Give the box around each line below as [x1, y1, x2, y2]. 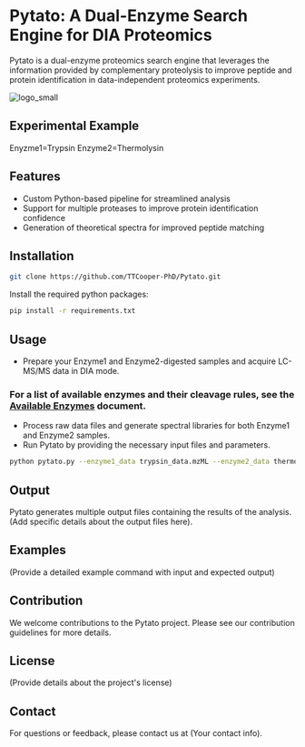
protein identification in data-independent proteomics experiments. [9, 74, 261, 85]
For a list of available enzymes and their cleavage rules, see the [9, 388, 295, 400]
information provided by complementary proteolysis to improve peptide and [9, 65, 292, 76]
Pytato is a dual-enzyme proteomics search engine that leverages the [9, 55, 270, 66]
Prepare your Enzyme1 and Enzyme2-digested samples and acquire [22, 356, 277, 367]
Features [9, 169, 61, 185]
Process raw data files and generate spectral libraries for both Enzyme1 [22, 420, 290, 431]
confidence [22, 212, 66, 223]
